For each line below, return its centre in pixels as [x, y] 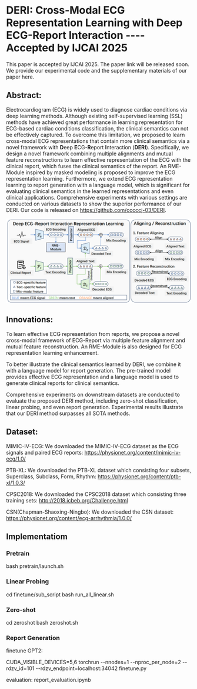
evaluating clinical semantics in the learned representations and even [90, 191]
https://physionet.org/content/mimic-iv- [133, 452]
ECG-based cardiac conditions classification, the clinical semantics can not [97, 128]
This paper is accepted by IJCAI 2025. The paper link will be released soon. [98, 64]
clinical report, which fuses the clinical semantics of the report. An [86, 166]
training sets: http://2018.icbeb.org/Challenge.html [67, 500]
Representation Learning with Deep [94, 23]
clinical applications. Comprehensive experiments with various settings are [97, 197]
